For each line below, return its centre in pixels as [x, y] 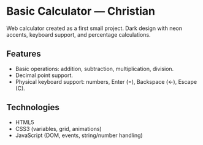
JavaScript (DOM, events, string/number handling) [79, 135]
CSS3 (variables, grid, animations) [59, 128]
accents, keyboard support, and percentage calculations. [79, 34]
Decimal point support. [44, 75]
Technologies [33, 107]
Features [24, 54]
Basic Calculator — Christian [81, 11]
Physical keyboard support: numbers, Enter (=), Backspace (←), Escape [106, 81]
